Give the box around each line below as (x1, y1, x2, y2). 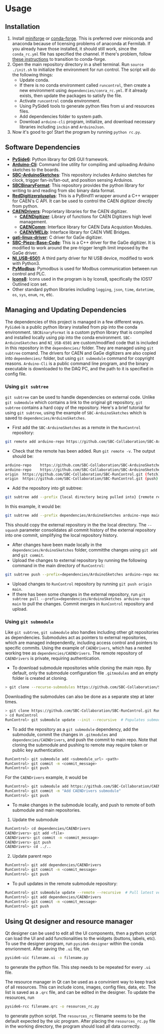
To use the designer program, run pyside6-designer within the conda (5, 941, 143, 947)
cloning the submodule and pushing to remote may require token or (12, 742, 148, 747)
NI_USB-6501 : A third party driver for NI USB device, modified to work (12, 255, 154, 261)
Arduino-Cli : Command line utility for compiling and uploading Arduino (12, 161, 155, 167)
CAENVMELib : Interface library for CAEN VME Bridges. (19, 229, 131, 235)
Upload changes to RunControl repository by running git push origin (12, 581, 152, 587)
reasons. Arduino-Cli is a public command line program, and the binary (5, 361, 149, 366)
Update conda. (19, 77, 50, 83)
